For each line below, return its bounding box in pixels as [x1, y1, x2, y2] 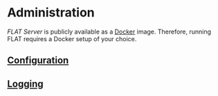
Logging [7, 77, 44, 90]
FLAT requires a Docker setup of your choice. [7, 34, 137, 43]
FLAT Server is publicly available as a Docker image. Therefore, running [7, 27, 212, 36]
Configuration [7, 55, 69, 67]
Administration [7, 5, 95, 21]
